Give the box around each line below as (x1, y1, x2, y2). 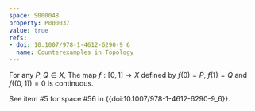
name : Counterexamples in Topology (16, 48, 134, 56)
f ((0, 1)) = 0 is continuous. (9, 78, 94, 88)
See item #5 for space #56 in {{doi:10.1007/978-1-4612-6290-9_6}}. (9, 94, 230, 103)
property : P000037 (9, 19, 70, 27)
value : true (9, 26, 48, 34)
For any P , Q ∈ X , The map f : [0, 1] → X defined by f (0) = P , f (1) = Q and (9, 71, 248, 79)
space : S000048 (9, 11, 60, 20)
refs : (9, 33, 27, 42)
